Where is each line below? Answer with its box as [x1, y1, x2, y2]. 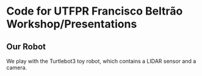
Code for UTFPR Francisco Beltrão [6, 4, 183, 18]
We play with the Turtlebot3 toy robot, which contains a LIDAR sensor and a [6, 58, 197, 64]
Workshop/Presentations [6, 17, 137, 31]
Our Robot [6, 41, 46, 52]
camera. [6, 64, 27, 71]
